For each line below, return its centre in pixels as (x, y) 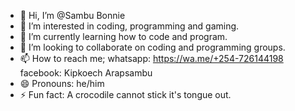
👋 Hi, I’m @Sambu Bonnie (72, 15)
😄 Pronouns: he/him (62, 83)
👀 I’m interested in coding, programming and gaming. (129, 26)
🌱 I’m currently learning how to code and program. (123, 36)
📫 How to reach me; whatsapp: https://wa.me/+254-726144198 (151, 58)
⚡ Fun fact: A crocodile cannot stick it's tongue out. (125, 94)
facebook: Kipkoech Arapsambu (86, 73)
